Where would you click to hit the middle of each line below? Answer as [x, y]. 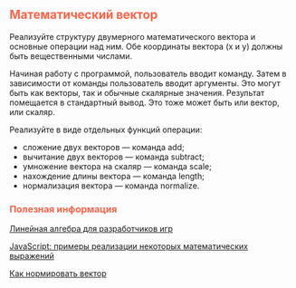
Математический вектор [84, 15]
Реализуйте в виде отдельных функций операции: [106, 130]
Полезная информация [63, 209]
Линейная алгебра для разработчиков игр [91, 229]
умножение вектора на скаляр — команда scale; [117, 166]
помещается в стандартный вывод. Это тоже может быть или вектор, [145, 102]
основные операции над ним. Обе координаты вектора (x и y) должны [146, 46]
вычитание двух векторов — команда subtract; [114, 157]
